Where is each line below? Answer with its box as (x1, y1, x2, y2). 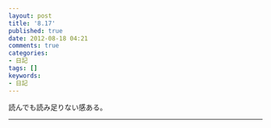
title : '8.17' (8, 19, 56, 27)
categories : (8, 49, 48, 57)
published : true (8, 27, 63, 35)
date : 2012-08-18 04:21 (8, 34, 89, 43)
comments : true (8, 42, 60, 50)
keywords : (8, 72, 42, 80)
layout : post (8, 11, 52, 20)
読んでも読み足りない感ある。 (8, 102, 107, 112)
